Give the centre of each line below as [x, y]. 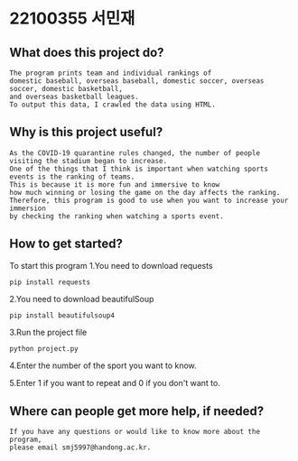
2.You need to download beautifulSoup [82, 299]
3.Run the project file [48, 332]
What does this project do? [87, 52]
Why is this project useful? [86, 132]
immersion [28, 208]
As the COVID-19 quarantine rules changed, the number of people [135, 153]
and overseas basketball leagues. [74, 97]
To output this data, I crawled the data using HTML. [113, 105]
